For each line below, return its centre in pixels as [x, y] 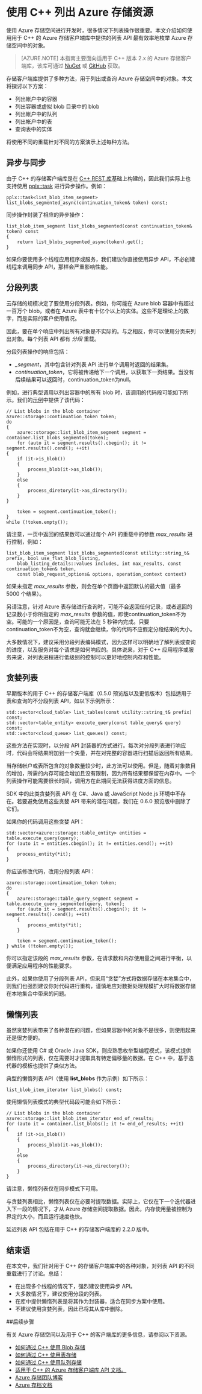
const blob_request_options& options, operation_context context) [102, 574]
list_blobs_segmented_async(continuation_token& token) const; [87, 203]
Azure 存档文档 [34, 1385]
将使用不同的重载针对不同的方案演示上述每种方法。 [69, 142]
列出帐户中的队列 [36, 114]
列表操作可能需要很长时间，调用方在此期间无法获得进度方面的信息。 [90, 781]
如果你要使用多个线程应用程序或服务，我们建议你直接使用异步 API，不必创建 [101, 259]
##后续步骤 [20, 1322]
